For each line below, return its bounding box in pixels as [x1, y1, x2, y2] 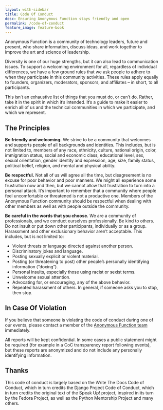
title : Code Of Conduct [5, 12, 54, 17]
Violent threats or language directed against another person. [12, 243, 133, 249]
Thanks [5, 367, 29, 375]
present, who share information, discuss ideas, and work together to [5, 44, 142, 50]
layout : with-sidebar [5, 7, 49, 12]
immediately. [5, 327, 31, 333]
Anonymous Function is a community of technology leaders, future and [5, 39, 147, 44]
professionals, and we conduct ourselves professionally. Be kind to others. [5, 218, 155, 224]
